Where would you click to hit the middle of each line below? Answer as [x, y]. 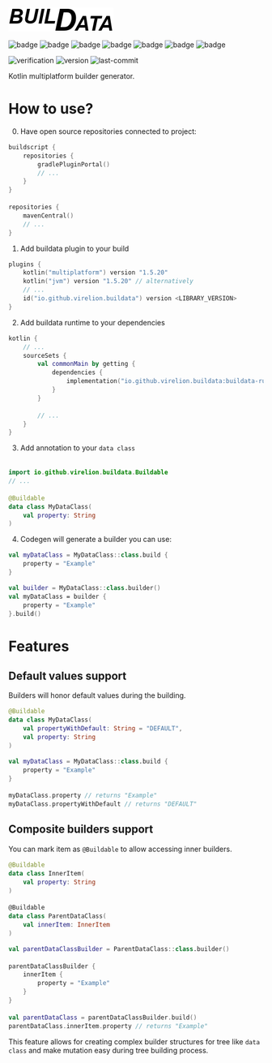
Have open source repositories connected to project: [108, 131]
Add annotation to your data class [78, 448]
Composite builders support [81, 830]
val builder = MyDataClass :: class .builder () [85, 587]
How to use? [51, 109]
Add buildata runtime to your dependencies [93, 322]
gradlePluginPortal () [74, 164]
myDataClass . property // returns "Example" [83, 796]
